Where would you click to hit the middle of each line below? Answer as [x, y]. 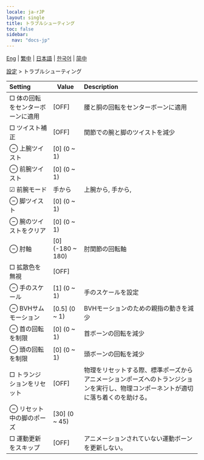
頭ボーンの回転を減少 [114, 354]
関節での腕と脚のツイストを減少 [129, 133]
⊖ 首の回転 [27, 329]
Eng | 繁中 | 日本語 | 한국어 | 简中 [47, 58]
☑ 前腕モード [28, 189]
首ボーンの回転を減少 [114, 334]
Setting [20, 87]
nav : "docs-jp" [31, 40]
